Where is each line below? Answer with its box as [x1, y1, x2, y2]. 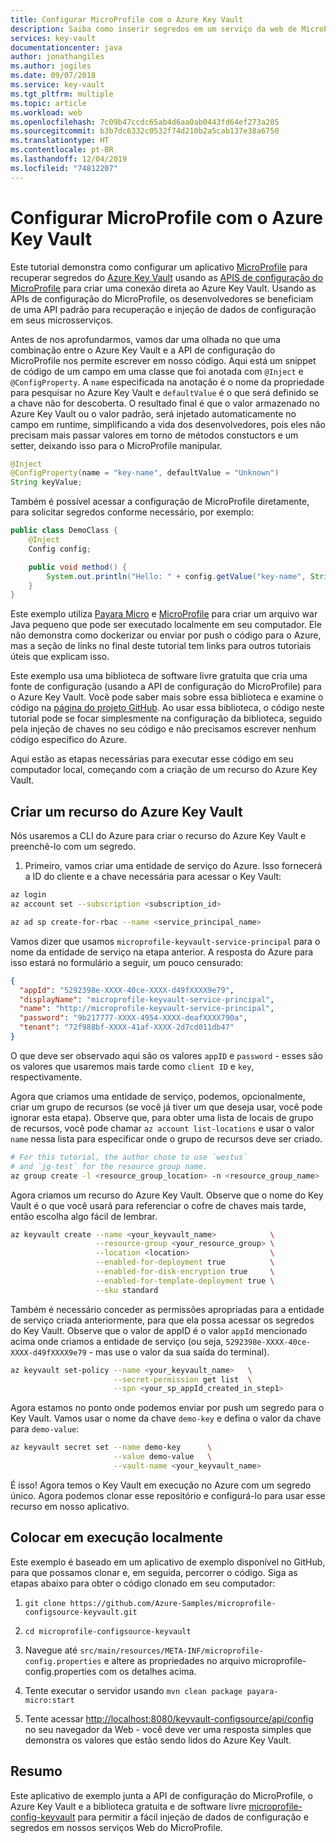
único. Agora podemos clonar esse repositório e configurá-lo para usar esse [10, 1489, 326, 1501]
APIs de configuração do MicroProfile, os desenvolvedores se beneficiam [10, 292, 314, 305]
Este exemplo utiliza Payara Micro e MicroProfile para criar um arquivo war [10, 608, 318, 620]
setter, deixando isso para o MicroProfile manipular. [10, 439, 223, 451]
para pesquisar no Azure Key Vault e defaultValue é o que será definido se [10, 386, 320, 398]
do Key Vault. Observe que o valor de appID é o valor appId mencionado [10, 1324, 308, 1336]
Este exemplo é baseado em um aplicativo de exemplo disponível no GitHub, [10, 1556, 326, 1568]
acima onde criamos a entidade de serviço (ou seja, [10, 1335, 224, 1347]
